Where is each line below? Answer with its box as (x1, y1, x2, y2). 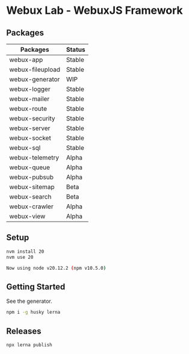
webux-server (9, 124, 51, 132)
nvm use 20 (6, 254, 34, 260)
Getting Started (6, 281, 66, 292)
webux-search (9, 193, 52, 200)
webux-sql (9, 144, 41, 152)
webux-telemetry (9, 154, 59, 161)
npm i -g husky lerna (6, 309, 61, 315)
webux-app (9, 55, 43, 64)
